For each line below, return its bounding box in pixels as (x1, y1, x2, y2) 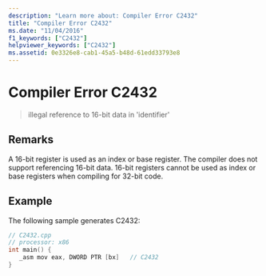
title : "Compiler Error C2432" (8, 19, 113, 27)
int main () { (8, 246, 52, 254)
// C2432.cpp (8, 231, 52, 239)
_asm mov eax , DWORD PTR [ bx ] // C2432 (18, 254, 159, 262)
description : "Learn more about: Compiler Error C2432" (8, 11, 198, 20)
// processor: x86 (8, 238, 69, 246)
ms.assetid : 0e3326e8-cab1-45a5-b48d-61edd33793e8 (8, 49, 181, 57)
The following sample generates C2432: (8, 215, 141, 225)
